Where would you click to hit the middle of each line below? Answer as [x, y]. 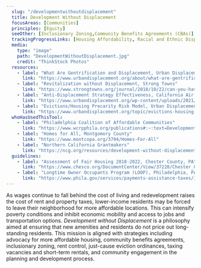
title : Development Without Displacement [64, 17]
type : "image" [34, 51]
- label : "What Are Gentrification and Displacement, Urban [93, 73]
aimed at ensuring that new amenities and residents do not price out [90, 227]
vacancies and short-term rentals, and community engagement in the [92, 252]
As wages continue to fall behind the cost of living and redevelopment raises [100, 195]
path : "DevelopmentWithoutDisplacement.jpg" [73, 56]
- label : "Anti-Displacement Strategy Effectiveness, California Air [106, 95]
